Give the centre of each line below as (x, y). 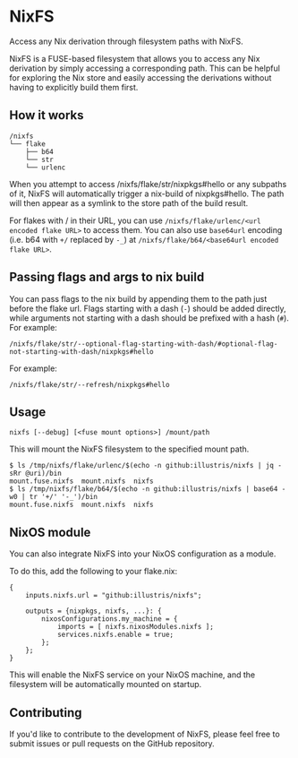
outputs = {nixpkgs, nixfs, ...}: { (94, 611)
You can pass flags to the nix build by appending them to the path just (138, 298)
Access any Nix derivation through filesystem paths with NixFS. (126, 41)
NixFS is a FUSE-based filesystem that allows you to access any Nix (135, 58)
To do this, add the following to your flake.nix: (94, 572)
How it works (47, 115)
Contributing (46, 713)
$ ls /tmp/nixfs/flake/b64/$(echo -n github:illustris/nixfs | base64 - (148, 489)
